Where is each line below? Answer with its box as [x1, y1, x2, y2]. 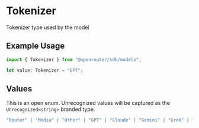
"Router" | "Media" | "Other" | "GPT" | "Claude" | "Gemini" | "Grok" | [6, 117, 190, 123]
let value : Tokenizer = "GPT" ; [6, 67, 84, 73]
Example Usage [6, 41, 65, 51]
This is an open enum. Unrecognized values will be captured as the [6, 100, 171, 107]
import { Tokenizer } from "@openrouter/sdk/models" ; [6, 56, 142, 63]
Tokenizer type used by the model [6, 24, 90, 31]
